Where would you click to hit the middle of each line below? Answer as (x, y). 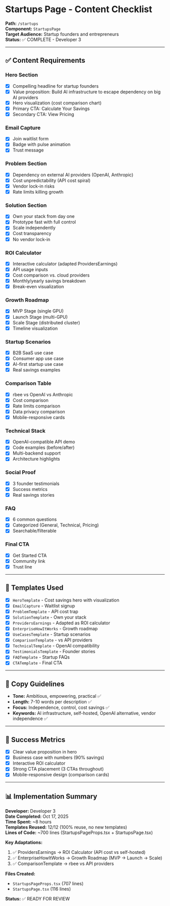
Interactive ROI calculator (39, 763)
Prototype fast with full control (44, 222)
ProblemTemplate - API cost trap (45, 611)
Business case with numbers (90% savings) (58, 758)
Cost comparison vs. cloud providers (51, 275)
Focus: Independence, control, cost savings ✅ (61, 707)
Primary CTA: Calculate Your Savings (51, 108)
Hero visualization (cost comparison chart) (57, 103)
